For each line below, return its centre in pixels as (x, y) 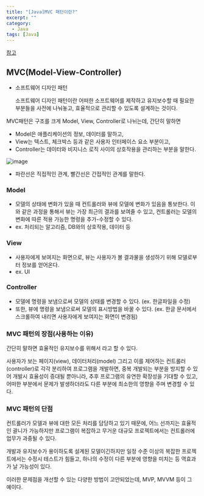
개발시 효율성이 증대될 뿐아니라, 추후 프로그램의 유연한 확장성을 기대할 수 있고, (105, 376)
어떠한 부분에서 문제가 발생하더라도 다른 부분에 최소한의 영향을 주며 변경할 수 (97, 384)
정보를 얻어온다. (40, 265)
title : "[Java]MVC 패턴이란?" (42, 12)
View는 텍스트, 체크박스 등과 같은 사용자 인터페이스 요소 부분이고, (93, 141)
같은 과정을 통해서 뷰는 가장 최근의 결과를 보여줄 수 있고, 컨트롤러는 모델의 (109, 212)
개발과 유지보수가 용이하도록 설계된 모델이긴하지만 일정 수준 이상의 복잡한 (93, 452)
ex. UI (23, 271)
